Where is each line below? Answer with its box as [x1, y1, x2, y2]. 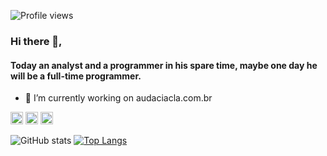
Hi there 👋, [10, 34, 63, 48]
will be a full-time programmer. [10, 70, 142, 82]
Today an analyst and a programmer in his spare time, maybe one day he [10, 59, 318, 71]
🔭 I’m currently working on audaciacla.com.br [24, 92, 213, 104]
